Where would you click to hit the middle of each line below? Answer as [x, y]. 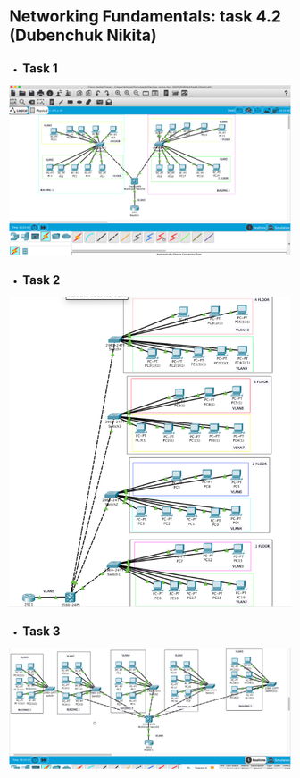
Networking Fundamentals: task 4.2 [145, 17]
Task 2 [41, 280]
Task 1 [40, 68]
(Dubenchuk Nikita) [83, 35]
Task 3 [41, 632]
